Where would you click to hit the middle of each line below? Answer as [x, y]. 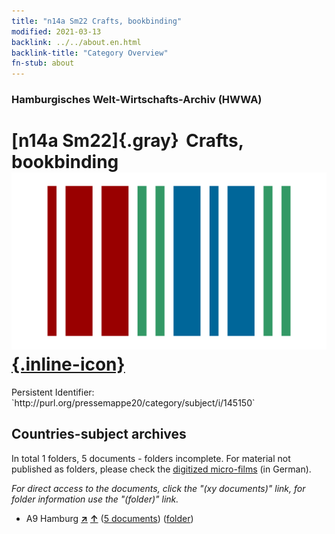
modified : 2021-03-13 [56, 31]
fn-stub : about [43, 63]
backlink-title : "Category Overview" [90, 53]
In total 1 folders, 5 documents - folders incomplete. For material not [151, 458]
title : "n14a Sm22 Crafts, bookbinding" [97, 21]
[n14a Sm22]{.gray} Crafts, [127, 141]
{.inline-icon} [68, 364]
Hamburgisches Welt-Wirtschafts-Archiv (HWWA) [137, 100]
